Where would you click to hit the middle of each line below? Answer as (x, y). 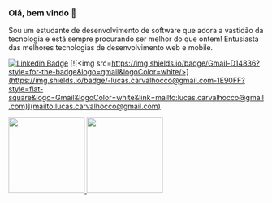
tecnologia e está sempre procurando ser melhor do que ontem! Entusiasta (134, 39)
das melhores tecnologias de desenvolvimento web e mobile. (111, 48)
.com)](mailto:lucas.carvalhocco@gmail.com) (84, 106)
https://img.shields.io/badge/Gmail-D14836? (185, 63)
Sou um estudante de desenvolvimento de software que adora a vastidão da (136, 31)
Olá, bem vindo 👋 (43, 13)
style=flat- (26, 89)
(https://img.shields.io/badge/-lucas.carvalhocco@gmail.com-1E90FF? (127, 81)
